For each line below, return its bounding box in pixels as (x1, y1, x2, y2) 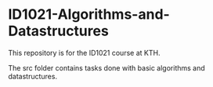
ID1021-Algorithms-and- (8, 5, 170, 24)
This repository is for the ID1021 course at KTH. (8, 48, 161, 57)
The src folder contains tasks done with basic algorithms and (8, 63, 205, 72)
